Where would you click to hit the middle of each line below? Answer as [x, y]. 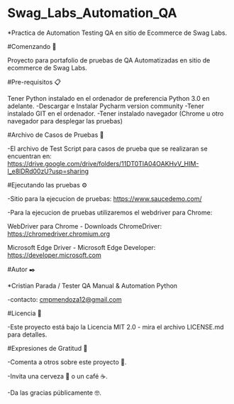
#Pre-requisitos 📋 [34, 82]
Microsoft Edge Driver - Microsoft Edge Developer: [82, 247]
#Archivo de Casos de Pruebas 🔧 [56, 135]
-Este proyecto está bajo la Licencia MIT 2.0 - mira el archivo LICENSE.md [116, 327]
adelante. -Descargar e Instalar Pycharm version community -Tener [106, 106]
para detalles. [27, 334]
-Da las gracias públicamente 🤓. [54, 393]
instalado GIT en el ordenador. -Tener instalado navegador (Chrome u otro [116, 113]
